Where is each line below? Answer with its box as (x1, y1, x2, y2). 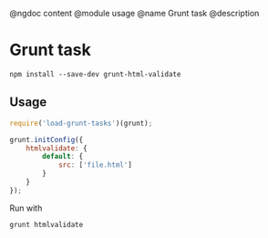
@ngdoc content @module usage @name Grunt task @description (9, 8, 260, 18)
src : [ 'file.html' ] (57, 160, 132, 170)
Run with (9, 202, 43, 213)
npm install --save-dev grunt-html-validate (9, 69, 181, 78)
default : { (42, 152, 84, 161)
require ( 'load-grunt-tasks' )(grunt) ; (9, 119, 153, 128)
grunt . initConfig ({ (9, 135, 84, 144)
